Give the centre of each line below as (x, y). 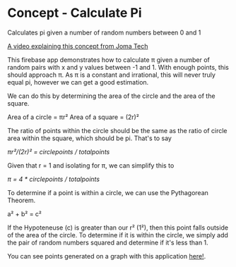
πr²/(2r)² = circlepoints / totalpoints (59, 151)
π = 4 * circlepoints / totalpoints (54, 179)
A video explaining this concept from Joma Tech (78, 46)
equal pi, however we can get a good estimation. (78, 82)
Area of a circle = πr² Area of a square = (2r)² (73, 117)
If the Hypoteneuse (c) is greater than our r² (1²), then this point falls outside (118, 228)
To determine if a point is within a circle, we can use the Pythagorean (108, 192)
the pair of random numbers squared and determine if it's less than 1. (108, 242)
